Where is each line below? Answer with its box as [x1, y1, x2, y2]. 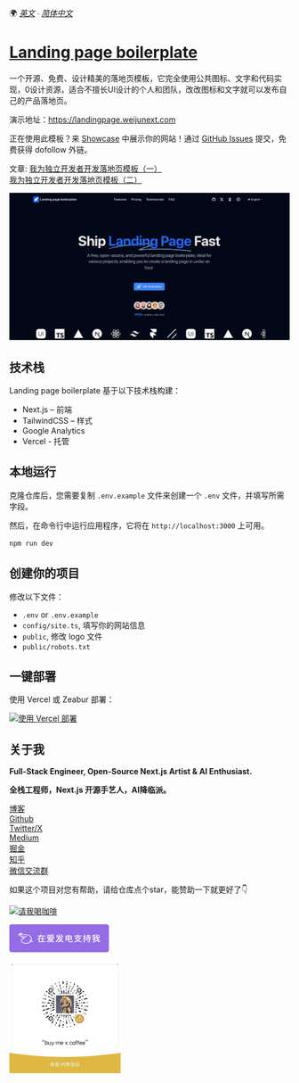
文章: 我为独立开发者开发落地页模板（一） [9, 163, 162, 174]
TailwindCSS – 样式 [21, 416, 93, 426]
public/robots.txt [21, 642, 91, 651]
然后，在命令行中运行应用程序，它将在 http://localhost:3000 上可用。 [9, 520, 270, 531]
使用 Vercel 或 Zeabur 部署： [9, 694, 115, 705]
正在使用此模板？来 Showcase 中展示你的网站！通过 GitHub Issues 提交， [9, 133, 279, 144]
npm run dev [9, 539, 53, 548]
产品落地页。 [24, 95, 72, 105]
